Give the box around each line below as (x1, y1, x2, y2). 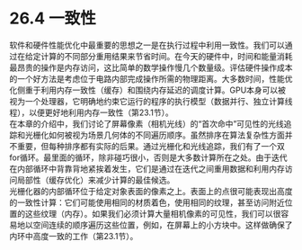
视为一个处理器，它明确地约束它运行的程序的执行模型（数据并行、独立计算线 (9, 95, 293, 106)
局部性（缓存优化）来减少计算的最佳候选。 (16, 174, 175, 185)
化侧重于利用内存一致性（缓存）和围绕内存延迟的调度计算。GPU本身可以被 (9, 85, 286, 95)
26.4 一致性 (9, 8, 96, 29)
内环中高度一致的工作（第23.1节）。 (9, 230, 138, 241)
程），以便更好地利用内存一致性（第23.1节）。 (9, 107, 173, 118)
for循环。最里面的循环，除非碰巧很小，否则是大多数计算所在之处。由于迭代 (9, 152, 288, 163)
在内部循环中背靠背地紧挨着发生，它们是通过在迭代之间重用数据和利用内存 (9, 163, 285, 174)
